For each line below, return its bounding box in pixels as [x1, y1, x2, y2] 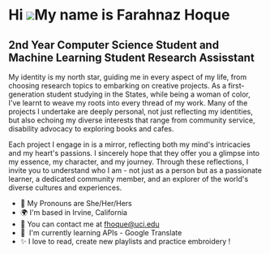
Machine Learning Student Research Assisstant [8, 50, 255, 64]
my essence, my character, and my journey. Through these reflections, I [8, 157, 249, 166]
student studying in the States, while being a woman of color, [45, 89, 251, 99]
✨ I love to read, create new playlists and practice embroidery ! [19, 237, 231, 246]
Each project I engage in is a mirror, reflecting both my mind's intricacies [8, 140, 251, 149]
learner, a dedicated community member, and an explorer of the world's [8, 174, 249, 183]
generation [8, 89, 45, 99]
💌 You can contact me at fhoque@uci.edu [19, 219, 160, 229]
